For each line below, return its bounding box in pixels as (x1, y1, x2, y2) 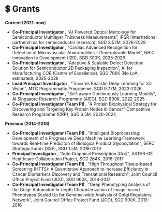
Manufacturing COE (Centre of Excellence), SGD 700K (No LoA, (12, 70, 139, 76)
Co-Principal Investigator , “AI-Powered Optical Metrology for (12, 29, 136, 35)
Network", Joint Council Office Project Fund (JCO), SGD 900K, (12, 197, 137, 203)
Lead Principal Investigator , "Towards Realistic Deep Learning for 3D (12, 80, 152, 86)
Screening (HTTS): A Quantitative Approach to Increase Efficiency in (12, 166, 148, 172)
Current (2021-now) (5, 19, 46, 25)
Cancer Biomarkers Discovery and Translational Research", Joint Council (12, 171, 157, 177)
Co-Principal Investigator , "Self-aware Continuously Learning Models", (12, 91, 156, 96)
